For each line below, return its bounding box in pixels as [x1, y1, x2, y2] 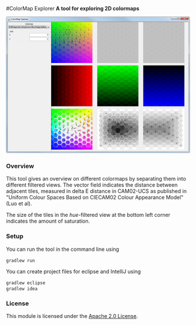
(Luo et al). [6, 200, 32, 207]
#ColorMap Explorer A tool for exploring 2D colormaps [6, 5, 140, 12]
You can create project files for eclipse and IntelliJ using [6, 268, 141, 275]
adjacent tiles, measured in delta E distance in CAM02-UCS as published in [6, 188, 187, 195]
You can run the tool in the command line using [6, 246, 120, 253]
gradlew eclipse [6, 280, 45, 286]
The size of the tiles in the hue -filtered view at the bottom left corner [6, 212, 171, 219]
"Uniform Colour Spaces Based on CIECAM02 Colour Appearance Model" [6, 194, 184, 201]
